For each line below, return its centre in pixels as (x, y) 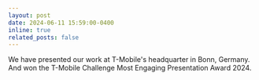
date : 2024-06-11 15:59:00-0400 (61, 23)
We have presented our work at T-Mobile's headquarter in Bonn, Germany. (129, 60)
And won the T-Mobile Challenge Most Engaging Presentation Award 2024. (130, 68)
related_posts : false (44, 37)
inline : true (30, 30)
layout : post (30, 15)
